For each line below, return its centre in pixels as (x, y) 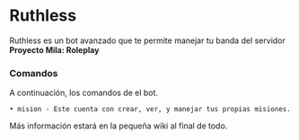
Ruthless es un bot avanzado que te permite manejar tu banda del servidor (147, 40)
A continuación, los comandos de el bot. (84, 93)
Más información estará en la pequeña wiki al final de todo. (119, 126)
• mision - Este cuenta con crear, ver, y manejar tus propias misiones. (150, 109)
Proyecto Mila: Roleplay (54, 49)
